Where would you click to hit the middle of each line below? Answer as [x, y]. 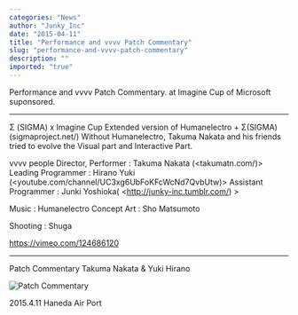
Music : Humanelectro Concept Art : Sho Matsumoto [105, 209]
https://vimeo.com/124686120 [64, 243]
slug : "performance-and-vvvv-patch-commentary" [99, 51]
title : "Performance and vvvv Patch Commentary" [101, 42]
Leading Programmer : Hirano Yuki [72, 172]
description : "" [39, 59]
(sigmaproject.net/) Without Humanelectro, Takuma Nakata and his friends [145, 136]
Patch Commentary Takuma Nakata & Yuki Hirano [100, 268]
